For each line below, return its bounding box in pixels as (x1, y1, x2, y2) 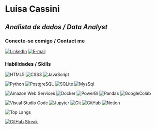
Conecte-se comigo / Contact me (5, 37, 85, 44)
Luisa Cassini (5, 3, 60, 15)
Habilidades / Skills (5, 60, 51, 67)
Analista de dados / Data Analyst (5, 23, 108, 31)
